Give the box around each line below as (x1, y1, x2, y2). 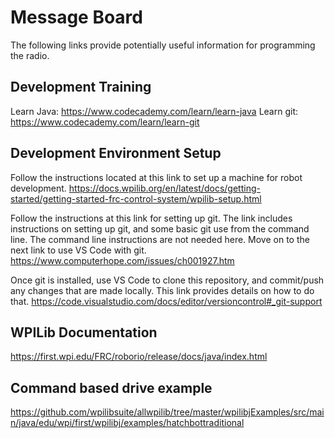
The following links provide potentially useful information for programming (10, 39, 316, 51)
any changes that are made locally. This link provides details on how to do (10, 284, 315, 296)
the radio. (10, 49, 50, 61)
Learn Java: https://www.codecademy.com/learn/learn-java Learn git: (10, 105, 298, 117)
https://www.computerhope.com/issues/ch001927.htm (10, 254, 235, 266)
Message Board (10, 6, 143, 29)
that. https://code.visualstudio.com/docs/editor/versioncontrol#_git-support (10, 295, 323, 307)
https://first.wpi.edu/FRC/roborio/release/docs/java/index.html (10, 351, 268, 363)
